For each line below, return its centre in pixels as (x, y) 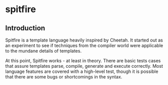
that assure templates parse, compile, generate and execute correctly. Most (84, 66)
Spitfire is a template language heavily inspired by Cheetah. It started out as (84, 40)
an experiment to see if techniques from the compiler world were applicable (84, 46)
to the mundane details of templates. (44, 51)
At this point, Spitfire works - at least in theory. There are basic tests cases (83, 61)
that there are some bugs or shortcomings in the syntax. (64, 77)
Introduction (25, 28)
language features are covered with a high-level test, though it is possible (82, 71)
